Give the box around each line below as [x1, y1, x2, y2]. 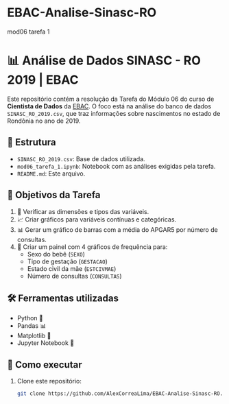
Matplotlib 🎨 [16, 331, 51, 340]
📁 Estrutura [7, 136, 56, 148]
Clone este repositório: [16, 377, 82, 385]
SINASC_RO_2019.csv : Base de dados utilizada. [16, 154, 145, 163]
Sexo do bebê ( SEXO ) [27, 250, 86, 258]
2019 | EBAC [7, 72, 79, 88]
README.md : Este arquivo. [16, 169, 86, 178]
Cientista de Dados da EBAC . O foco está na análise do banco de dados [7, 102, 211, 110]
